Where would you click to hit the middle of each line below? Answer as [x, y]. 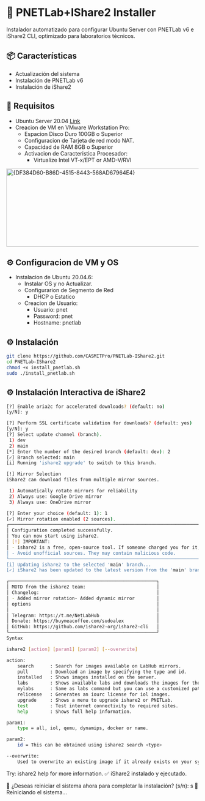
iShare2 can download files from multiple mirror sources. [83, 480]
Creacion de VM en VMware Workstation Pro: [72, 127]
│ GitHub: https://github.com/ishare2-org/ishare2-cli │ [83, 627]
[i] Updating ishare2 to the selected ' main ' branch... [79, 565]
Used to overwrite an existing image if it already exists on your [105, 762]
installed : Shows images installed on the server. [87, 677]
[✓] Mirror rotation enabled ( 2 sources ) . [61, 519]
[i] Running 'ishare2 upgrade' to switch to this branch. [81, 463]
